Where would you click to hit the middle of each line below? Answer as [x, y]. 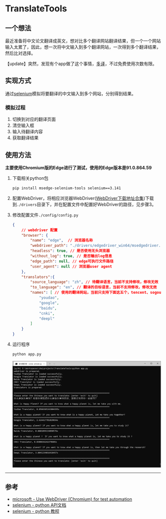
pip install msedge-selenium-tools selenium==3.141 [66, 188]
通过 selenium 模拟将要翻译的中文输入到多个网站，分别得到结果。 [71, 93]
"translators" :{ [38, 277]
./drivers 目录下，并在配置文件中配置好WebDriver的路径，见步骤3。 [86, 204]
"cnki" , [47, 313]
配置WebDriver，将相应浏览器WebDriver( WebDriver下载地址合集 [78, 198]
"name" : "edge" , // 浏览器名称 [62, 240]
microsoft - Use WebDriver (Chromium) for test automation [72, 499]
